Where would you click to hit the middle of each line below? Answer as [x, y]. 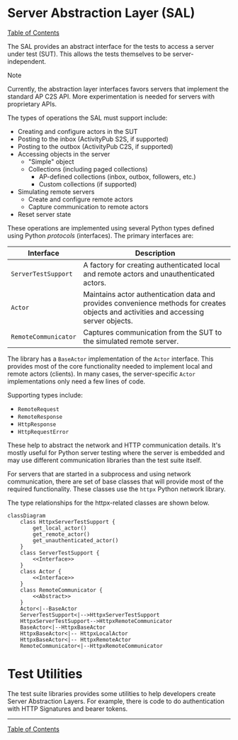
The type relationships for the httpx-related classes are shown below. [108, 503]
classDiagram [27, 515]
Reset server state [44, 214]
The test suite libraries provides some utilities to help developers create [112, 693]
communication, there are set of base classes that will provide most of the [115, 481]
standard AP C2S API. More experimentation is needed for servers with [111, 96]
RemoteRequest [38, 409]
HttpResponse [37, 424]
